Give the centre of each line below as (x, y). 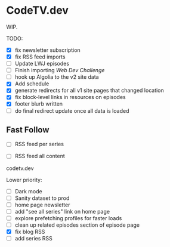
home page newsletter (42, 205)
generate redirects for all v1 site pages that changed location (89, 91)
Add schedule (32, 84)
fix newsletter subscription (47, 50)
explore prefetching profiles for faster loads (68, 218)
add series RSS (33, 238)
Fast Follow (28, 130)
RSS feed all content (40, 156)
